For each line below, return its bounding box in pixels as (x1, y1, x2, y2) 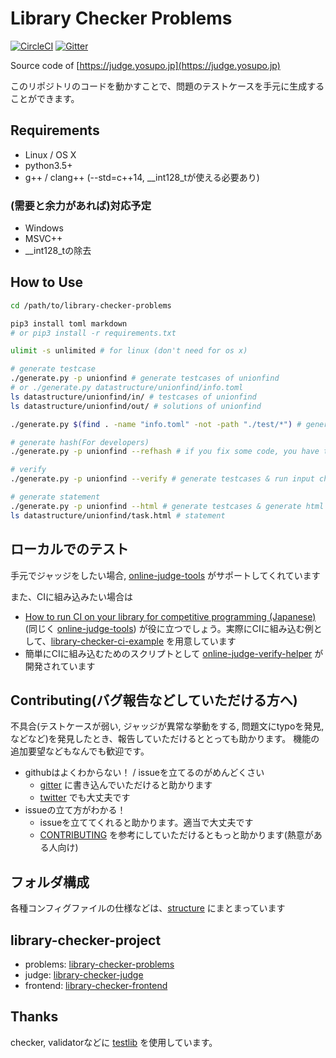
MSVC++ (24, 233, 63, 245)
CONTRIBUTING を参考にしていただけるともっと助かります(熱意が (39, 829, 314, 841)
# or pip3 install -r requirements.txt (10, 328, 177, 338)
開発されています (24, 660, 96, 672)
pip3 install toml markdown (10, 318, 128, 329)
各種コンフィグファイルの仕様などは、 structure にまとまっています (10, 902, 286, 914)
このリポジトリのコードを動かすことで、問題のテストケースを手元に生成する (10, 80, 325, 92)
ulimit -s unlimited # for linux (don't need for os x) (10, 346, 248, 356)
